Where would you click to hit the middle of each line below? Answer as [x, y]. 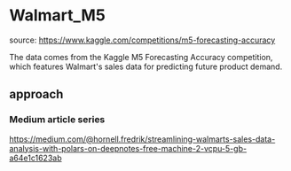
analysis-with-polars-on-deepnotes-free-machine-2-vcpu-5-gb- [128, 148]
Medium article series [57, 120]
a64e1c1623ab [35, 158]
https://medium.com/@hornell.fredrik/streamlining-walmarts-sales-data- [142, 139]
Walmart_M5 [58, 16]
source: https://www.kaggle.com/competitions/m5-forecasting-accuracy [142, 40]
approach [36, 94]
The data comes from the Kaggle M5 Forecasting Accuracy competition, [141, 57]
